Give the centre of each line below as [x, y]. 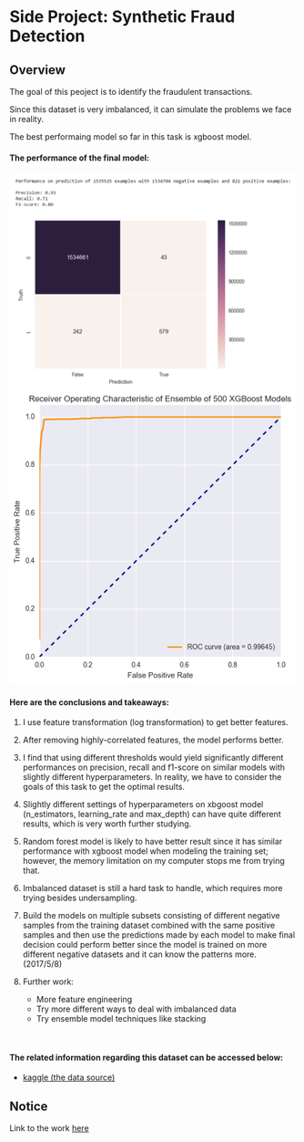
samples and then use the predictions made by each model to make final [159, 935]
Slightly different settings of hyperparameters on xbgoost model [143, 805]
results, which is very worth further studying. [107, 824]
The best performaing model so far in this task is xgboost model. [131, 137]
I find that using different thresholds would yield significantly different [153, 758]
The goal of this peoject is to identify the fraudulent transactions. [131, 92]
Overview [38, 70]
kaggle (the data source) [69, 1077]
